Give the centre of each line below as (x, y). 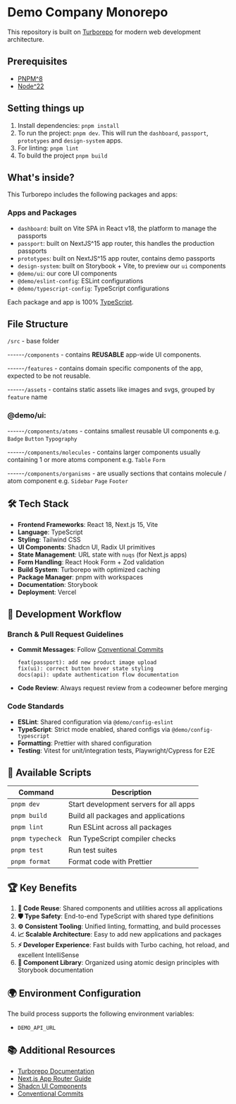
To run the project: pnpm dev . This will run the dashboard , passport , (113, 133)
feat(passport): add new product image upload (87, 663)
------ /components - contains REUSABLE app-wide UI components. (105, 355)
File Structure (38, 325)
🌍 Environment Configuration (74, 993)
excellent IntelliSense (48, 955)
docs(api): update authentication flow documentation (98, 675)
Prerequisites (37, 62)
